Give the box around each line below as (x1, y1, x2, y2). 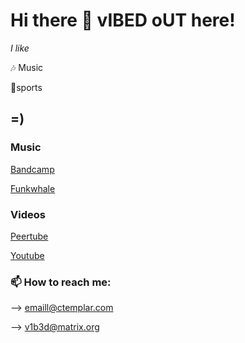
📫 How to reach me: (10, 275, 112, 289)
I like (10, 42, 30, 54)
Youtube (10, 249, 45, 261)
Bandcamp (10, 163, 55, 175)
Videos (10, 207, 46, 221)
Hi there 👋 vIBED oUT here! (10, 9, 236, 32)
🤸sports (10, 81, 43, 93)
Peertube (10, 230, 49, 242)
